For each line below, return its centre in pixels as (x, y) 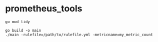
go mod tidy (17, 22)
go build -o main (23, 30)
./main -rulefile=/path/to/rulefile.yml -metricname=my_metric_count (79, 35)
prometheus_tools (44, 9)
